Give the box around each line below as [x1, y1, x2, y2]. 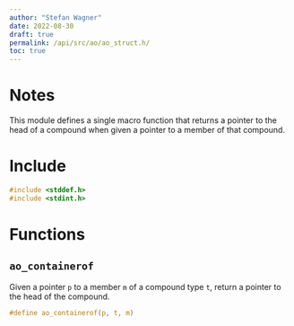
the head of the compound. [9, 291, 110, 302]
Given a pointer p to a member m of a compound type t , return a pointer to [9, 281, 281, 292]
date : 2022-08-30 [9, 22, 74, 31]
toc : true [9, 47, 47, 56]
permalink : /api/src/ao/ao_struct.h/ [9, 38, 151, 48]
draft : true [9, 30, 54, 39]
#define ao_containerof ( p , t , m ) [9, 308, 134, 317]
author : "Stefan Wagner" [9, 13, 102, 22]
